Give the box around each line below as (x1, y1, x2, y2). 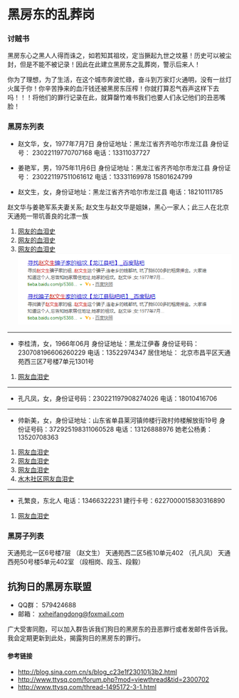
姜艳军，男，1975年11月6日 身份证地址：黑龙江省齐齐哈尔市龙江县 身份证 (17, 163, 231, 172)
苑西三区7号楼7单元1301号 (17, 357, 95, 365)
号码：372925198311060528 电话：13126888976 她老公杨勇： (30, 425, 213, 433)
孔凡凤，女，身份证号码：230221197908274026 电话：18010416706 (17, 394, 218, 403)
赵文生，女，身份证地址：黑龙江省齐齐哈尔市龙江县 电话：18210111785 (17, 187, 223, 196)
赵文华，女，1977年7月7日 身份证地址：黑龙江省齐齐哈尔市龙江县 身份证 (17, 139, 229, 148)
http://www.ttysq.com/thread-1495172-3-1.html (17, 683, 156, 692)
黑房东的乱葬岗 (7, 6, 95, 23)
